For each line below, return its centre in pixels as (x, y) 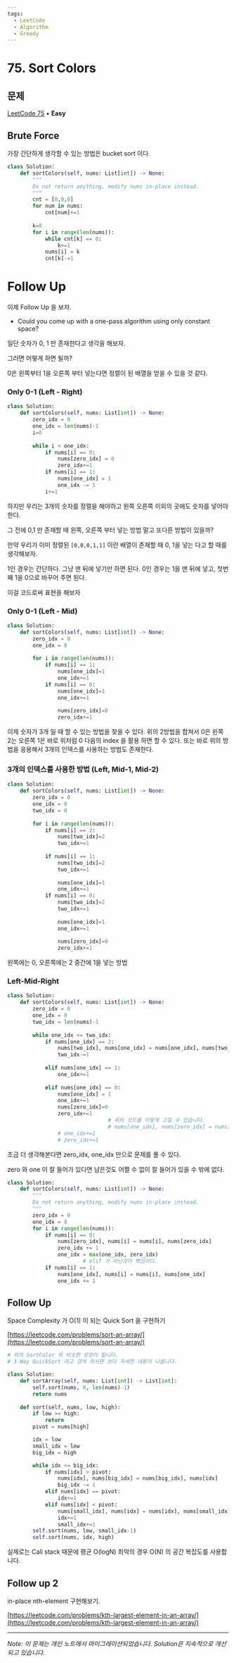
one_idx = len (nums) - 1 (66, 426)
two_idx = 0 (50, 810)
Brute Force (33, 136)
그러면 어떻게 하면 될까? (40, 358)
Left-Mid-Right (33, 982)
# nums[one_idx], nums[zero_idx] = (160, 1127)
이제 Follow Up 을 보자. (39, 307)
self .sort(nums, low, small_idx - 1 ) (85, 1531)
